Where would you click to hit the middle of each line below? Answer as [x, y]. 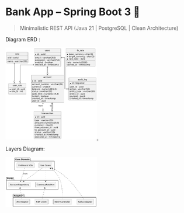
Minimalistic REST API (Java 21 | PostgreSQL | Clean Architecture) [99, 28]
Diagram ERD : [23, 39]
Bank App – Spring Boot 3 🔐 [73, 12]
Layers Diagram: [25, 149]
